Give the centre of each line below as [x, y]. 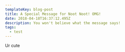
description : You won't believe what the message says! [63, 23]
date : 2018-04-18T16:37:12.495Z [38, 18]
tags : [10, 27]
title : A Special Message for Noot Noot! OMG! [53, 14]
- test [16, 32]
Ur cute [13, 45]
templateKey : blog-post [29, 9]
